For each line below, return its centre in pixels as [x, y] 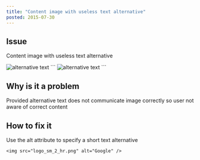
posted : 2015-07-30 [31, 17]
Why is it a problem [43, 86]
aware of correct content [37, 107]
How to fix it [29, 126]
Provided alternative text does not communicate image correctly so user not [100, 101]
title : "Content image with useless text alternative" [76, 12]
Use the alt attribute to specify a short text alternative [72, 140]
